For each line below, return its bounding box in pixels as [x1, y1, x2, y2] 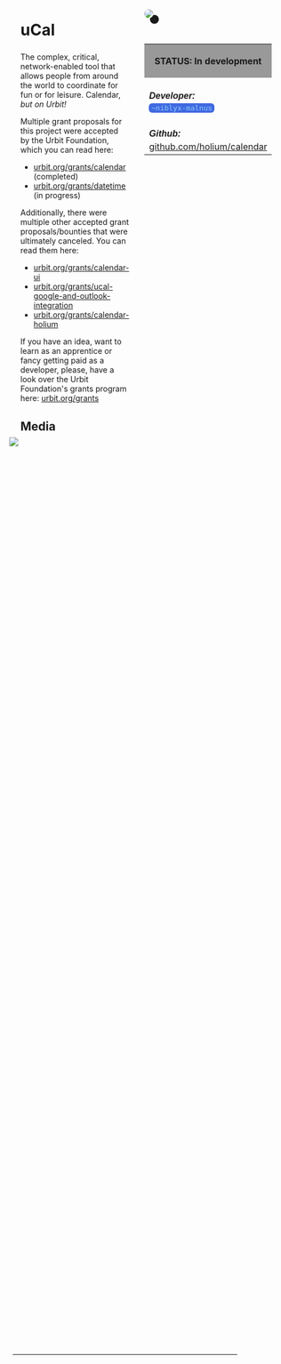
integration [33, 301, 74, 311]
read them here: [20, 245, 79, 256]
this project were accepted [20, 125, 118, 136]
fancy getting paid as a [20, 355, 105, 366]
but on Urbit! [20, 99, 67, 109]
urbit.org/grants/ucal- [33, 281, 114, 292]
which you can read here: [20, 145, 114, 156]
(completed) [33, 172, 78, 182]
